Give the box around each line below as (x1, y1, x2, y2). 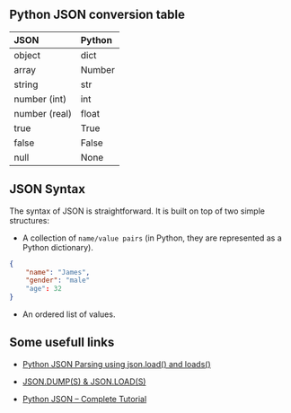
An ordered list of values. (22, 309, 116, 320)
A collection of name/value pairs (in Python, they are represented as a (22, 233, 283, 243)
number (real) (13, 107, 72, 119)
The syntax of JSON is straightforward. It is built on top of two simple (9, 206, 265, 216)
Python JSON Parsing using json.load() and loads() (22, 358, 211, 369)
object (13, 48, 40, 61)
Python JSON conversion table (9, 7, 186, 22)
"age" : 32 (25, 285, 63, 294)
